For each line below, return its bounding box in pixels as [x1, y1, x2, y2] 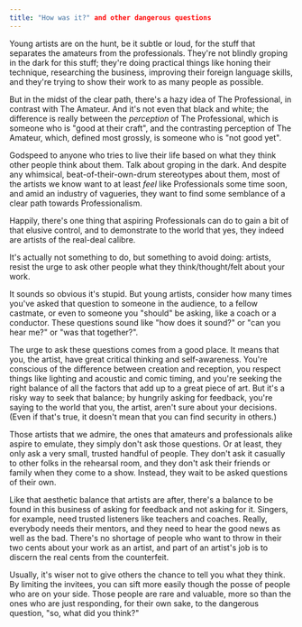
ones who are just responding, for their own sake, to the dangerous [9, 597, 260, 609]
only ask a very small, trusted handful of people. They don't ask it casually [9, 447, 286, 458]
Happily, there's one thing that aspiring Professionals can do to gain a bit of [9, 215, 289, 226]
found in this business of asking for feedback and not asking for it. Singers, [9, 503, 288, 514]
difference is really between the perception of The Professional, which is [9, 113, 279, 124]
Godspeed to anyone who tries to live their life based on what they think [9, 150, 277, 161]
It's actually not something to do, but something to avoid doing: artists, [9, 252, 272, 263]
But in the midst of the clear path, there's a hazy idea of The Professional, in [9, 94, 292, 105]
